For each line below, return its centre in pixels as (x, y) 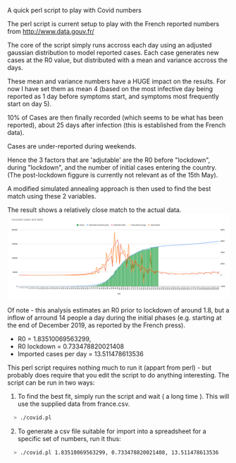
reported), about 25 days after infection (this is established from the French (117, 125)
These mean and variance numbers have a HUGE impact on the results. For (117, 81)
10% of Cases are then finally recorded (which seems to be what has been (116, 117)
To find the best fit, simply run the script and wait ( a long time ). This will (123, 396)
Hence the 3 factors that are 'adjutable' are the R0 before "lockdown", (109, 160)
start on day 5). (29, 104)
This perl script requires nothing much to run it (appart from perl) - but (110, 368)
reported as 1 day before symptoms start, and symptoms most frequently (113, 96)
